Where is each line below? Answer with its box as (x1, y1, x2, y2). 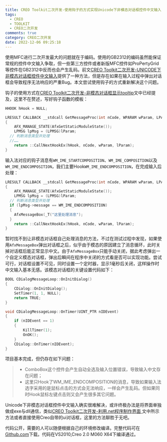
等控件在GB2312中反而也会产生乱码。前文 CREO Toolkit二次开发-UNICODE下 (5, 66, 162, 72)
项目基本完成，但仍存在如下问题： (5, 356, 75, 362)
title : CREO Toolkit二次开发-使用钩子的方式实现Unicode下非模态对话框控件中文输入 (5, 7, 162, 12)
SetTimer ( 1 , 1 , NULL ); (14, 291, 61, 296)
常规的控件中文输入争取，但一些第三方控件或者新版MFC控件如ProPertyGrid (5, 60, 159, 66)
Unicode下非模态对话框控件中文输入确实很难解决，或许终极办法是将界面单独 (5, 402, 162, 408)
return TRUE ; (14, 295, 41, 300)
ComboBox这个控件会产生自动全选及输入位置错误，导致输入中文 (24, 367, 157, 373)
